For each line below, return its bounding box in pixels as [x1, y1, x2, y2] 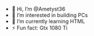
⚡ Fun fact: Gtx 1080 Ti [11, 24, 68, 31]
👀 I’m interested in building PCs [11, 12, 88, 19]
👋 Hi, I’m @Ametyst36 [11, 6, 66, 12]
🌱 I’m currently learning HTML [11, 18, 85, 24]
